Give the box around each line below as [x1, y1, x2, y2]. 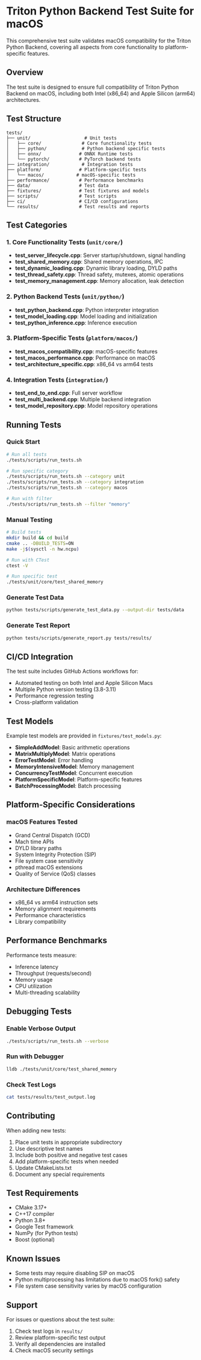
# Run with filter [6, 496, 52, 502]
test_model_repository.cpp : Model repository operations [14, 402, 158, 410]
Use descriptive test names [14, 1145, 83, 1152]
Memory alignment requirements [14, 905, 96, 912]
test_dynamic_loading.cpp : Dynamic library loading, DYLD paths [14, 264, 178, 272]
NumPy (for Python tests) [14, 1230, 78, 1237]
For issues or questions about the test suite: [6, 1316, 116, 1323]
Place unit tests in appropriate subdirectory [14, 1139, 122, 1146]
